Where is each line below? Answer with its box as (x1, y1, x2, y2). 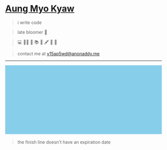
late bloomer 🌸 (17, 29, 48, 35)
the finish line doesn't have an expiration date (17, 139, 111, 145)
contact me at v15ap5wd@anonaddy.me (17, 50, 100, 56)
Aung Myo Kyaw (5, 3, 75, 14)
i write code (17, 19, 42, 25)
